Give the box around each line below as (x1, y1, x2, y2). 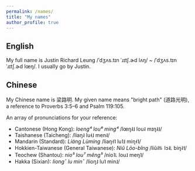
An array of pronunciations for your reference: (6, 114, 118, 121)
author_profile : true (6, 19, 59, 25)
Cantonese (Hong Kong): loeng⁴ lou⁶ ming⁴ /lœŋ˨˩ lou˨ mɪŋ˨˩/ (14, 125, 162, 132)
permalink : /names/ (6, 8, 54, 15)
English (6, 41, 34, 51)
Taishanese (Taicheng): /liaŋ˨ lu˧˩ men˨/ (14, 132, 110, 138)
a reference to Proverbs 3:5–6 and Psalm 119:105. (6, 103, 125, 110)
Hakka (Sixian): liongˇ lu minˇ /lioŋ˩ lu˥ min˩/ (14, 158, 120, 165)
